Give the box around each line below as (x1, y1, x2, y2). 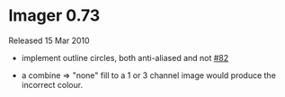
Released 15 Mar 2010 (8, 35, 91, 46)
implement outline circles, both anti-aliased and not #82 (21, 52, 229, 63)
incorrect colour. (21, 79, 83, 90)
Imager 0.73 (8, 5, 101, 26)
